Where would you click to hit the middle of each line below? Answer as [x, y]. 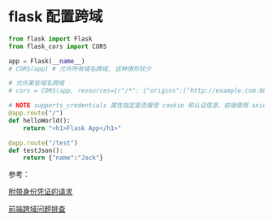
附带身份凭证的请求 [41, 192]
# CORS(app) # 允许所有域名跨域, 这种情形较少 [80, 69]
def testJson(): [36, 150]
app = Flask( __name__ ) [47, 61]
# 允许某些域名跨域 [37, 83]
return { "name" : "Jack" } [63, 158]
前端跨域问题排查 [37, 209]
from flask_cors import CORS [58, 46]
